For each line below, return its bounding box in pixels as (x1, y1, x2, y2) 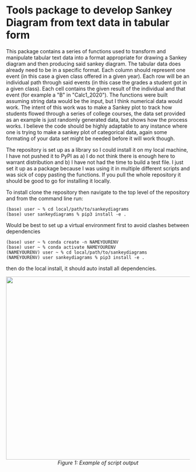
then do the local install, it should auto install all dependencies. (6, 265, 157, 272)
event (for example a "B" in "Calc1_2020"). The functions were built (6, 91, 168, 98)
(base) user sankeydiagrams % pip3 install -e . (6, 211, 127, 217)
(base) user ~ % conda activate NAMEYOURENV (6, 244, 116, 250)
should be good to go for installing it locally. (6, 177, 111, 184)
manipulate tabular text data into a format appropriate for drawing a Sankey (6, 54, 187, 61)
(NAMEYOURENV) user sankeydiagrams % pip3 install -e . (6, 254, 145, 261)
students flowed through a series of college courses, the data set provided (6, 110, 185, 117)
